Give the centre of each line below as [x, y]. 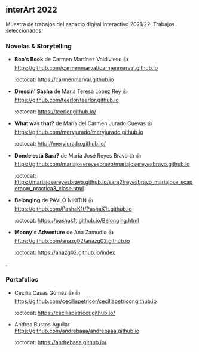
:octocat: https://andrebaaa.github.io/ [60, 342]
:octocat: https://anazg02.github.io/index [65, 252]
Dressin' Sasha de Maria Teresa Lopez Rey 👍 [71, 91]
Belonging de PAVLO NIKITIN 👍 [54, 200]
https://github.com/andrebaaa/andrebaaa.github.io [77, 331]
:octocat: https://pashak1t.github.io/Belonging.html [76, 221]
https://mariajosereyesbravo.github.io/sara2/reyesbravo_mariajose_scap [103, 182]
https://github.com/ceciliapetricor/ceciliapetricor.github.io [85, 301]
